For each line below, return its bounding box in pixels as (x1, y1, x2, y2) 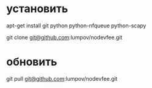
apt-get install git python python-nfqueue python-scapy (6, 22, 147, 29)
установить (6, 2, 69, 16)
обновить (6, 55, 58, 69)
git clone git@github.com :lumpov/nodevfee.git (6, 33, 123, 41)
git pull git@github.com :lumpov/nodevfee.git (6, 75, 118, 82)
